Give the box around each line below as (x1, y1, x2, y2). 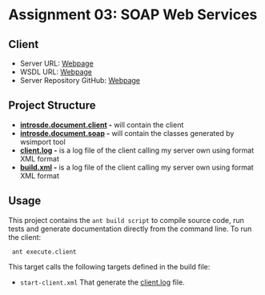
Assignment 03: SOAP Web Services (8, 6, 258, 24)
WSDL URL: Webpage (19, 67, 92, 77)
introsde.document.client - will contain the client (19, 120, 184, 130)
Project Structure (8, 98, 96, 113)
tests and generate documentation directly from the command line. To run (8, 224, 252, 233)
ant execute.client (11, 248, 78, 256)
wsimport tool (19, 137, 66, 146)
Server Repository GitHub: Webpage (19, 76, 141, 85)
